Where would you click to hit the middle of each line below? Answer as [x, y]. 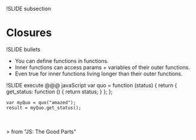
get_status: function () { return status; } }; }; [59, 92]
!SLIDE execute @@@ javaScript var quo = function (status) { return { [92, 85]
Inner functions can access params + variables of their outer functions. [102, 67]
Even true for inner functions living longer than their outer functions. [99, 74]
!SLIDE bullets [23, 49]
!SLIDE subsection [29, 9]
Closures [29, 33]
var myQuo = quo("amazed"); [41, 102]
